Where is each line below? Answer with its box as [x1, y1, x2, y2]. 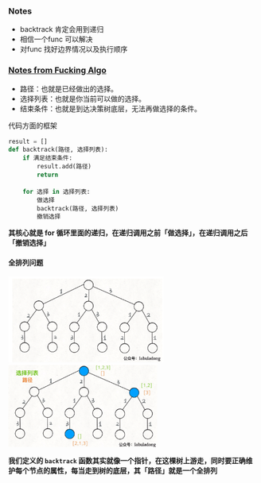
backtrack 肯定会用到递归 [19, 25, 104, 34]
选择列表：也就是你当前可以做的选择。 [19, 94, 146, 103]
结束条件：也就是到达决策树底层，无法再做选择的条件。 [19, 103, 201, 113]
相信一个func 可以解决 [19, 34, 93, 44]
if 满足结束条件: [22, 154, 73, 162]
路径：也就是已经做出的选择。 [19, 83, 118, 93]
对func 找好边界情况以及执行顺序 [19, 44, 128, 54]
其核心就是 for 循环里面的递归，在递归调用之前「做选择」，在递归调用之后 [8, 228, 248, 238]
